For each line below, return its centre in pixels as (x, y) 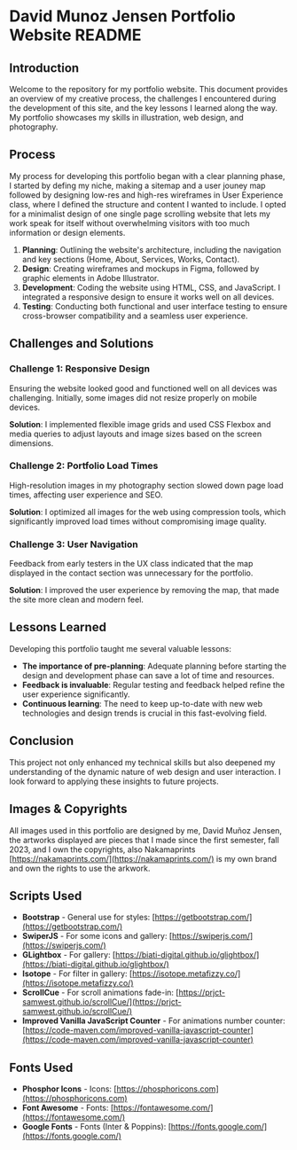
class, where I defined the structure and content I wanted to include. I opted (148, 204)
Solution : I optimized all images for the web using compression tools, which (148, 512)
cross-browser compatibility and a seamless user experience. (135, 316)
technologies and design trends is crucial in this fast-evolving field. (145, 713)
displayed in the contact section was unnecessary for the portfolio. (131, 573)
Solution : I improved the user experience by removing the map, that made (144, 591)
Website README (75, 35)
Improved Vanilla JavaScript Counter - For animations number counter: (153, 1021)
